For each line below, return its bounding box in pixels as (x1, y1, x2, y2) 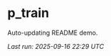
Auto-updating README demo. (7, 28, 98, 37)
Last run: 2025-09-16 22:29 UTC (7, 42, 105, 50)
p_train (7, 5, 50, 21)
